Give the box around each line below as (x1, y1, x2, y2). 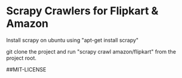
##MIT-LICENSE (6, 65, 47, 73)
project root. (6, 54, 37, 61)
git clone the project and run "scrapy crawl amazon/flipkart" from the (6, 48, 176, 55)
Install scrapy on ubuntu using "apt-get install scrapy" (6, 36, 139, 43)
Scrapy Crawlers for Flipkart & (6, 4, 159, 18)
